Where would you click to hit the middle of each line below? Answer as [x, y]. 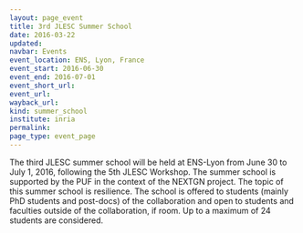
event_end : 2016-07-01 [52, 77]
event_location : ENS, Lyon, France [77, 60]
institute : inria [42, 119]
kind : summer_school [49, 111]
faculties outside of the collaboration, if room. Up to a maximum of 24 [140, 210]
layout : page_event [47, 18]
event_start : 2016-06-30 [57, 69]
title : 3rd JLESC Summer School [71, 26]
